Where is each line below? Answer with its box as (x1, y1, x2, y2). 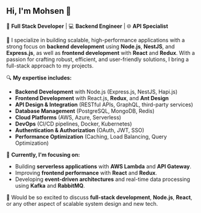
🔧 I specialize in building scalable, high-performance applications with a (6, 36, 185, 43)
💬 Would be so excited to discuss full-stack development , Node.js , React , (6, 194, 193, 201)
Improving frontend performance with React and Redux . (14, 169, 158, 176)
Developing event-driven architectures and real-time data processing (14, 176, 190, 183)
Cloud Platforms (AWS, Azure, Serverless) (14, 113, 122, 121)
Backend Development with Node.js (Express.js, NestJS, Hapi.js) (14, 88, 178, 95)
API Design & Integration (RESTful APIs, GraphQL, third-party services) (14, 101, 193, 108)
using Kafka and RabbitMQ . (14, 182, 86, 189)
